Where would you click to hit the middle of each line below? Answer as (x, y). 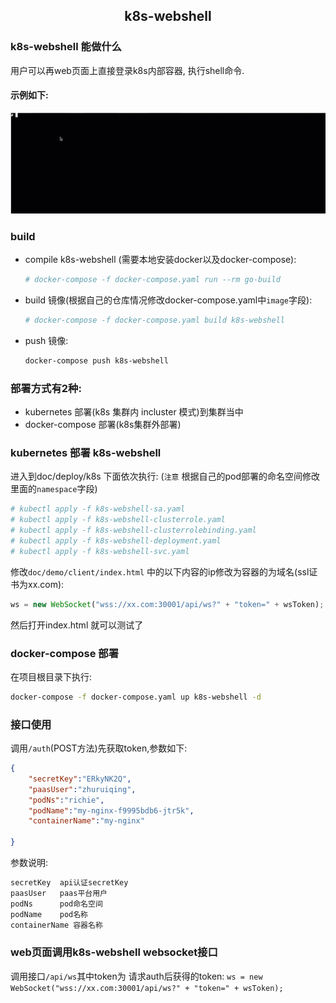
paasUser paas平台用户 (59, 893)
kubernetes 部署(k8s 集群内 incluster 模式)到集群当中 (134, 412)
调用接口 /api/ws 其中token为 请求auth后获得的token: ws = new (136, 976)
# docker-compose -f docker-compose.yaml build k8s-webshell (155, 320)
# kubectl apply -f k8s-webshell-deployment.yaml (116, 540)
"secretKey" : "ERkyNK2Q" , (80, 779)
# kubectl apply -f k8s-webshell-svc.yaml (100, 551)
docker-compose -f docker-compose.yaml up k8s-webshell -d (136, 697)
